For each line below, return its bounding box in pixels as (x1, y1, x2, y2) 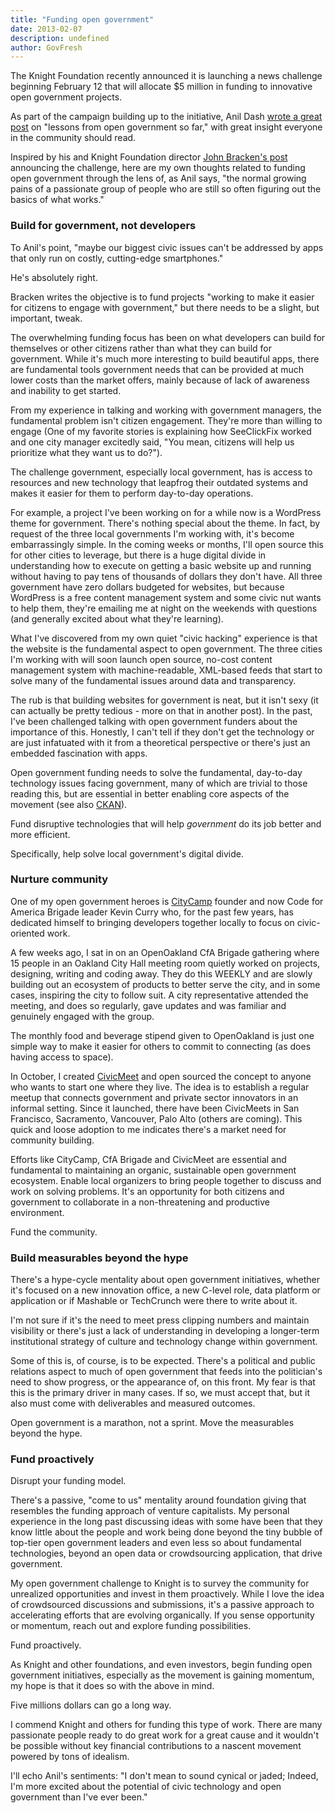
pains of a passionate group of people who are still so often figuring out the (10, 183, 322, 195)
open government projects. (10, 91, 123, 103)
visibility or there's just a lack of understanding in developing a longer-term (10, 1325, 320, 1337)
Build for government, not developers (10, 219, 197, 233)
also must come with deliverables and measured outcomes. (10, 1397, 256, 1410)
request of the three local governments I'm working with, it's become (10, 527, 295, 540)
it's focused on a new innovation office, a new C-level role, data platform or (10, 1284, 321, 1296)
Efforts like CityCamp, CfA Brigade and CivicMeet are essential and (10, 1153, 287, 1165)
